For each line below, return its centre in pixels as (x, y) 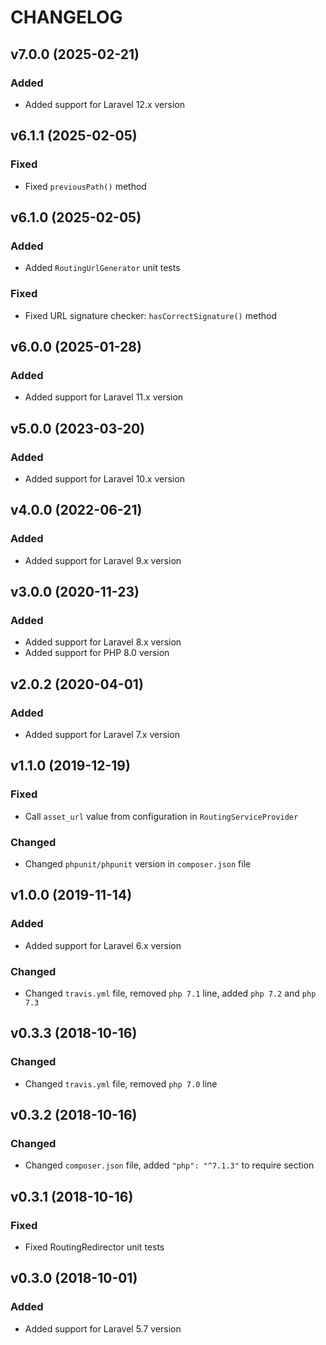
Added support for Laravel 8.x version (103, 642)
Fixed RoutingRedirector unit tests (94, 1247)
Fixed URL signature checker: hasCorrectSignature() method (150, 315)
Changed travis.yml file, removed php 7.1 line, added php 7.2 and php (170, 993)
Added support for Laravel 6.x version (103, 945)
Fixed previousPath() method (85, 186)
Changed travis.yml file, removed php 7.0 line (121, 1083)
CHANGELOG (66, 17)
